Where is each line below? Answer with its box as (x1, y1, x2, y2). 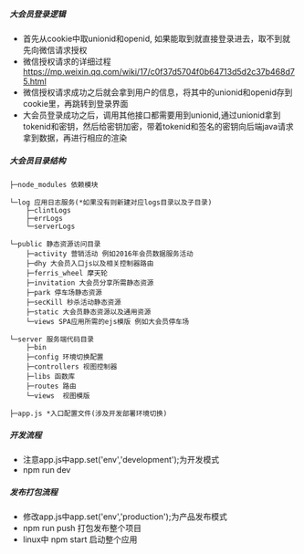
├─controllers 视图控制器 (26, 361, 118, 371)
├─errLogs (26, 214, 64, 223)
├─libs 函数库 (26, 371, 76, 381)
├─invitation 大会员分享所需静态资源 (26, 278, 154, 287)
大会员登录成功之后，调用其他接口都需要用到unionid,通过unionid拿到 (22, 110, 281, 120)
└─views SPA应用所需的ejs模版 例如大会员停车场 (26, 317, 190, 326)
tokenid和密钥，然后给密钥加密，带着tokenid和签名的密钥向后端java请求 (22, 120, 294, 131)
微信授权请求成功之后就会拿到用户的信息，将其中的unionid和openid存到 (22, 87, 293, 98)
